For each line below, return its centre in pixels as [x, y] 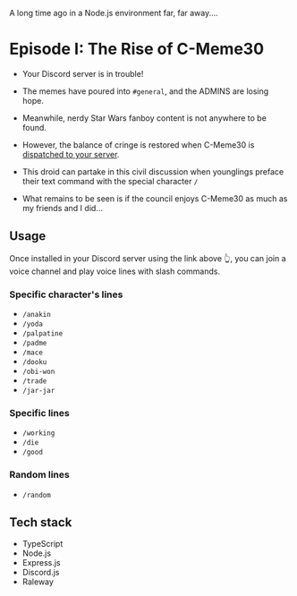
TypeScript [42, 544]
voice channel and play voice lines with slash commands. [115, 271]
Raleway [38, 582]
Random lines [39, 475]
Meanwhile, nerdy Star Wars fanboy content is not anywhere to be [144, 118]
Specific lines [39, 413]
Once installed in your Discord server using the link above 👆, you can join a [148, 258]
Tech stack [41, 523]
